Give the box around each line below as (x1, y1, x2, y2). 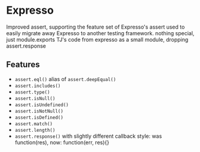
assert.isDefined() (14, 114, 64, 120)
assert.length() (14, 127, 56, 133)
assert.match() (14, 120, 53, 127)
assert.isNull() (14, 95, 56, 101)
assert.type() (14, 89, 50, 95)
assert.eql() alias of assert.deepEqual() (14, 75, 116, 82)
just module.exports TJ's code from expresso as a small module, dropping (6, 36, 189, 43)
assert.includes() (14, 83, 61, 89)
